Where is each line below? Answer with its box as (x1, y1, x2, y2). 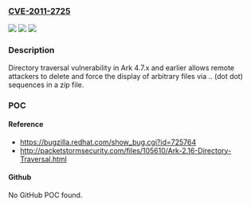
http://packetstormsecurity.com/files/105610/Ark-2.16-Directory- (19, 145, 232, 155)
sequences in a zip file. (8, 80, 84, 89)
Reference (8, 120, 44, 129)
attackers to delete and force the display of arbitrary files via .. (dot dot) (8, 71, 243, 81)
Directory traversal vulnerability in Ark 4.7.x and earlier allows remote (8, 62, 235, 73)
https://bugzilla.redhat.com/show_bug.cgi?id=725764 (19, 137, 197, 147)
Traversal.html (19, 154, 68, 164)
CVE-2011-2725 (8, 6, 71, 17)
